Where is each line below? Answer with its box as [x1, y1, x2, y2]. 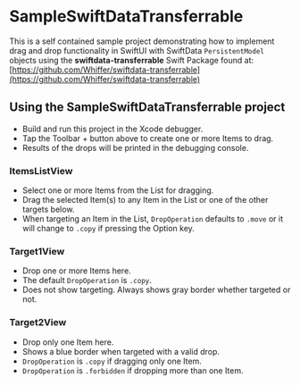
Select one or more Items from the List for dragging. [21, 185, 214, 196]
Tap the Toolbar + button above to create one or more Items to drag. [21, 132, 274, 144]
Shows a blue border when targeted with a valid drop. [21, 346, 221, 356]
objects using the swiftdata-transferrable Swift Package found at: [9, 54, 254, 65]
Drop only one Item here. [21, 337, 114, 347]
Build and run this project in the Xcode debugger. [21, 123, 204, 134]
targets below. [21, 204, 75, 215]
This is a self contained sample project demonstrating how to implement [9, 36, 275, 46]
